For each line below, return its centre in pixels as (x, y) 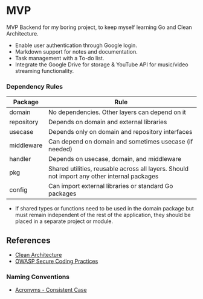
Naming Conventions (38, 277)
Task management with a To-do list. (60, 58)
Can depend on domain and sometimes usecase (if (121, 142)
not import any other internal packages (103, 177)
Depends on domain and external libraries (108, 122)
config (18, 190)
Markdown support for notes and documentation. (76, 51)
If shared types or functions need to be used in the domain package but (105, 209)
